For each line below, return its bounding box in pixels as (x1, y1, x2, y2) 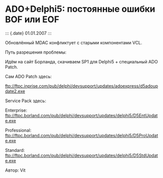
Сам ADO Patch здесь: (5, 73, 52, 79)
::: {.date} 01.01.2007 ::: (5, 30, 52, 36)
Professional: (5, 127, 32, 133)
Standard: (5, 147, 25, 153)
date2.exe (5, 88, 25, 94)
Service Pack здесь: (5, 97, 47, 104)
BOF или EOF (5, 14, 60, 25)
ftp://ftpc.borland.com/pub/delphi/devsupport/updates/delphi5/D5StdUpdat (5, 152, 158, 158)
